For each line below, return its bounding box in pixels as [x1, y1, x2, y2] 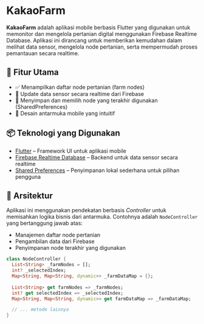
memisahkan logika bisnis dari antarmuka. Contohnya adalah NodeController [6, 213, 198, 221]
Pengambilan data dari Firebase [15, 238, 95, 245]
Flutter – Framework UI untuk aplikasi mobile [15, 147, 126, 154]
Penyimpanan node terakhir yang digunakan [15, 244, 126, 252]
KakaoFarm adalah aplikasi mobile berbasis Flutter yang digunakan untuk [6, 24, 191, 31]
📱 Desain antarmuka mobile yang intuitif [15, 109, 115, 117]
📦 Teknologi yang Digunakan [6, 128, 120, 139]
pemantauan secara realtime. [6, 49, 80, 57]
